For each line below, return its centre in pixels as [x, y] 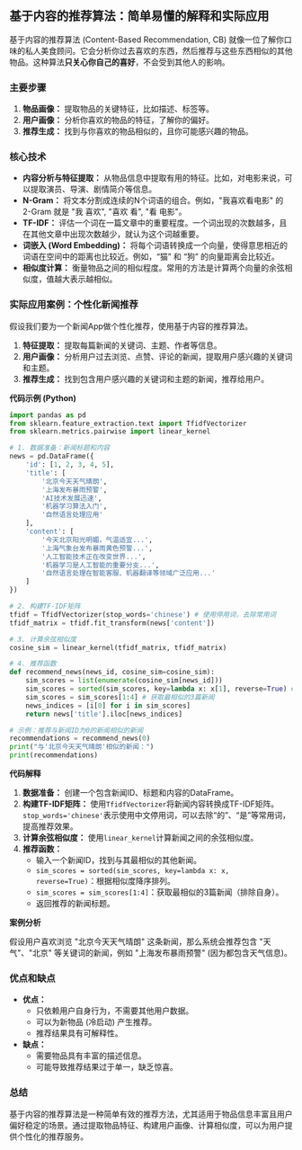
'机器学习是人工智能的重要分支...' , [101, 565]
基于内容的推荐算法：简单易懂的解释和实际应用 [139, 16]
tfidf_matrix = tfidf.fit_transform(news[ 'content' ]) [112, 623]
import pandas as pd [48, 415]
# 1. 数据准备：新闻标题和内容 [60, 448]
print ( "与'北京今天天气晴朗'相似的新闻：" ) [82, 747]
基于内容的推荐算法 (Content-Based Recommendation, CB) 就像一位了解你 [147, 40]
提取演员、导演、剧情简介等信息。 [93, 189]
